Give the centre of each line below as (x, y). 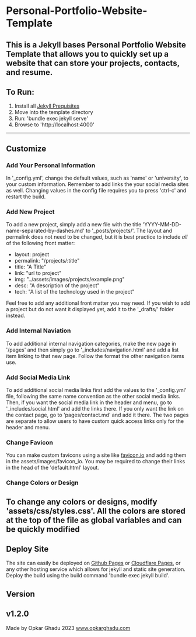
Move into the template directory (54, 112)
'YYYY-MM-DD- (162, 225)
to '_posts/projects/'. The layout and (129, 231)
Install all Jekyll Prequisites (47, 106)
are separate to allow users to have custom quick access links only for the (95, 421)
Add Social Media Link (38, 377)
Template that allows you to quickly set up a (87, 54)
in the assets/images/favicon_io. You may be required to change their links (96, 462)
